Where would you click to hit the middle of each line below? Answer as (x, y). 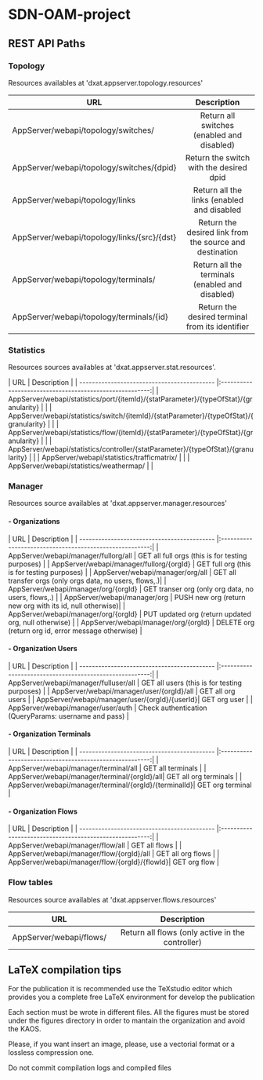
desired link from (218, 232)
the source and (218, 242)
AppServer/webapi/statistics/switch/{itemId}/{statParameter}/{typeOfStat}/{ (131, 416)
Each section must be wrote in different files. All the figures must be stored (129, 1012)
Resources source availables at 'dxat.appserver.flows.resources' (112, 899)
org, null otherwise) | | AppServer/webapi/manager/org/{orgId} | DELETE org (131, 622)
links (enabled (218, 200)
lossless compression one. (51, 1053)
